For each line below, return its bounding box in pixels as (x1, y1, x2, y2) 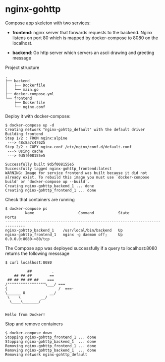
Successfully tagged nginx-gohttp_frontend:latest (5, 166, 112, 171)
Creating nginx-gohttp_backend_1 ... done (5, 183, 94, 188)
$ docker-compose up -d (5, 122, 55, 127)
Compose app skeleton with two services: (5, 20, 91, 26)
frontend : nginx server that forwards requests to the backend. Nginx (12, 29, 153, 35)
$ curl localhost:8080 (5, 260, 52, 265)
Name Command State (25, 210, 130, 215)
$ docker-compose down (5, 330, 52, 335)
